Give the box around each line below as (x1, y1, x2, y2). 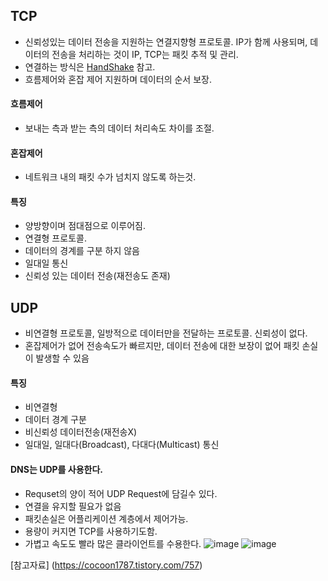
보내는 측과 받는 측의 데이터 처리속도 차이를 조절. (24, 122, 215, 134)
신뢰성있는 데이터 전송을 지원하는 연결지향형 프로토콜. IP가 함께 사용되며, (24, 35, 308, 48)
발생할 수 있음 (35, 352, 90, 364)
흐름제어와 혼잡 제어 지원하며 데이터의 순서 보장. (24, 73, 212, 85)
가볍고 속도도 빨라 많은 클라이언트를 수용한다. (24, 537, 202, 549)
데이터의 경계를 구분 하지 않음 (24, 245, 140, 257)
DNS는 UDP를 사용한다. (10, 464, 103, 476)
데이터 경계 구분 (24, 414, 87, 426)
